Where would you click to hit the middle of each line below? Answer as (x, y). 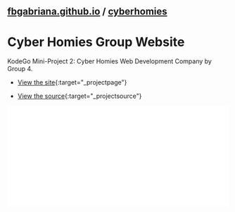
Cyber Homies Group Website (96, 42)
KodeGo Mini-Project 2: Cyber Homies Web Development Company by (110, 61)
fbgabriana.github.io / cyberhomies (87, 12)
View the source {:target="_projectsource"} (80, 96)
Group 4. (20, 69)
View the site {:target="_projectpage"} (72, 82)
